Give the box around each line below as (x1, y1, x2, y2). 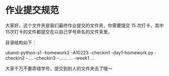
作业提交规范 (5, 5, 60, 16)
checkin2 (5, 55, 25, 61)
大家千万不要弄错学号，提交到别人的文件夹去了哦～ (5, 65, 112, 71)
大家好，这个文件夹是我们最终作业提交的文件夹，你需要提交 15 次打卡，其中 (5, 22, 164, 28)
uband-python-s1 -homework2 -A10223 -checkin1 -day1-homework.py (5, 49, 154, 56)
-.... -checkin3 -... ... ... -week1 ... (25, 55, 95, 61)
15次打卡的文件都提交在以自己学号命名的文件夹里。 (5, 28, 112, 34)
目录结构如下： (5, 39, 37, 46)
